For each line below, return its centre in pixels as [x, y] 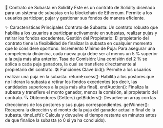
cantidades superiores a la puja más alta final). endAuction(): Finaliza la [77, 87]
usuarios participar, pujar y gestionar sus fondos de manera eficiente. [75, 18]
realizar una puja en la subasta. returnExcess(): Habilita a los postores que [80, 76]
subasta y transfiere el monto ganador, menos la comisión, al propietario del [81, 92]
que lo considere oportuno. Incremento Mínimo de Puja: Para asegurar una [80, 48]
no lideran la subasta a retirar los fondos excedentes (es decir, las [71, 82]
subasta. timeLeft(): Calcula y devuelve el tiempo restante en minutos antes [81, 115]
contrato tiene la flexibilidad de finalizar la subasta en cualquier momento [79, 43]
